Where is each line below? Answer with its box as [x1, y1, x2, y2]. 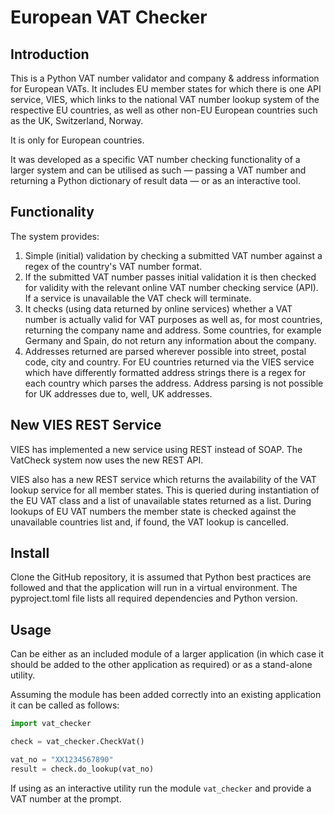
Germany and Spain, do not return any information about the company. [24, 334, 317, 346]
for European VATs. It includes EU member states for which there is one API [10, 83, 322, 95]
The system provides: [10, 230, 100, 242]
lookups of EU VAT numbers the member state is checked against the [10, 505, 297, 517]
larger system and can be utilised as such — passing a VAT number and [10, 164, 307, 176]
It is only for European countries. [10, 134, 145, 146]
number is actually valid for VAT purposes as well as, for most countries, [24, 313, 323, 325]
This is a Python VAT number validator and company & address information [10, 72, 320, 84]
